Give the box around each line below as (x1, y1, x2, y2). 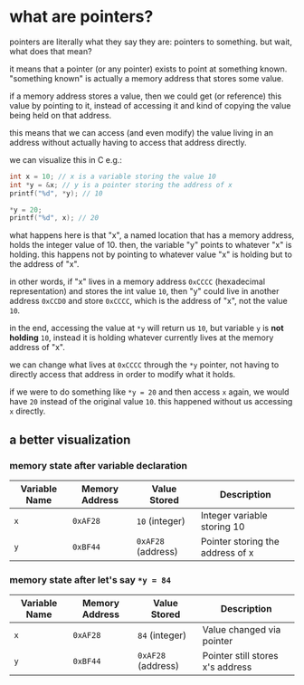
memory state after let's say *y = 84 (9, 573, 172, 585)
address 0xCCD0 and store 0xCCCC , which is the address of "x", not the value (9, 296, 288, 307)
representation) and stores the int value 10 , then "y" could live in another (9, 286, 280, 297)
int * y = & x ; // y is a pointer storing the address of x (9, 180, 233, 189)
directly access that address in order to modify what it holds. (9, 369, 236, 380)
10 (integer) (136, 515, 185, 527)
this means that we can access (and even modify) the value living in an (9, 127, 274, 138)
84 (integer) (137, 629, 187, 642)
